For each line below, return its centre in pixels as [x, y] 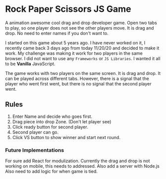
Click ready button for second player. [50, 127]
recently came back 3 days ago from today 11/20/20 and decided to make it [82, 48]
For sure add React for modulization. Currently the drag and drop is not [78, 161]
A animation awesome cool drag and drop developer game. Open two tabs [81, 23]
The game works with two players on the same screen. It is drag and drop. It [83, 73]
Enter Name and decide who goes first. [52, 116]
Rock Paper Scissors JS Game [68, 9]
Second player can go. [35, 132]
